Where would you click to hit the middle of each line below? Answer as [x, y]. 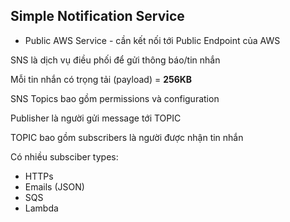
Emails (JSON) [54, 186]
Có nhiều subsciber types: [64, 156]
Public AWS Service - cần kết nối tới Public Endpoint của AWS [152, 40]
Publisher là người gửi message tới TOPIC [96, 118]
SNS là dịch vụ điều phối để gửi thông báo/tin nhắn [115, 60]
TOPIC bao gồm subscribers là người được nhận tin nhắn [127, 137]
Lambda [41, 208]
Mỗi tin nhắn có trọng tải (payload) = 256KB [101, 79]
